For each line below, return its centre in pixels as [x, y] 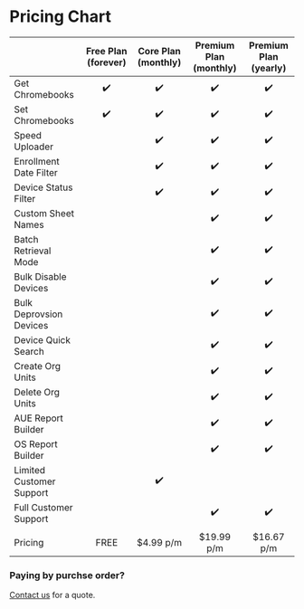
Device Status [43, 187]
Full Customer [44, 507]
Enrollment [37, 161]
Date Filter [36, 172]
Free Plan [107, 51]
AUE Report [38, 418]
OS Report [36, 443]
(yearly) [269, 68]
